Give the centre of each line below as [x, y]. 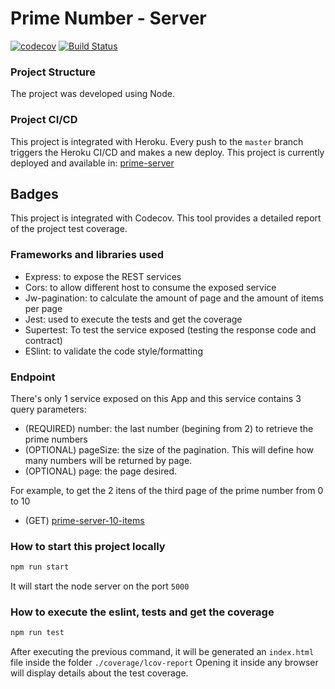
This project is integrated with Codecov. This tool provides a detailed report [166, 218]
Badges [34, 193]
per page [43, 308]
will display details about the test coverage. [99, 673]
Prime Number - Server [108, 18]
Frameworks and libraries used [87, 255]
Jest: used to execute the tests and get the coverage [133, 319]
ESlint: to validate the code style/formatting [113, 351]
